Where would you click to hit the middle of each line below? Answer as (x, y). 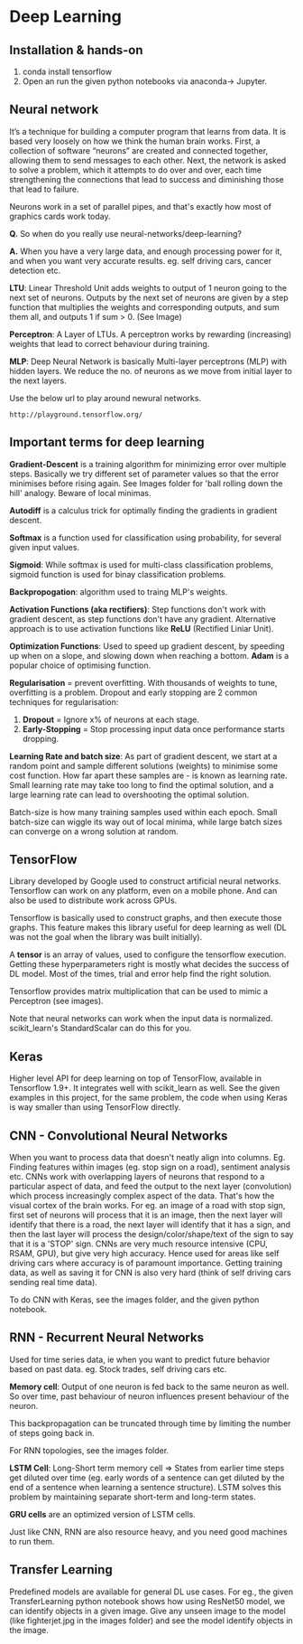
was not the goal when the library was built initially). (106, 937)
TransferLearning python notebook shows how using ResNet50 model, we (147, 1601)
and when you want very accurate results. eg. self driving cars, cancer (141, 260)
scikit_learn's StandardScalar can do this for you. (101, 1029)
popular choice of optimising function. (80, 665)
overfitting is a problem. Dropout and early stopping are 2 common (133, 692)
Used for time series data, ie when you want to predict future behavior (140, 1359)
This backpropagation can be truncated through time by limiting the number (150, 1423)
